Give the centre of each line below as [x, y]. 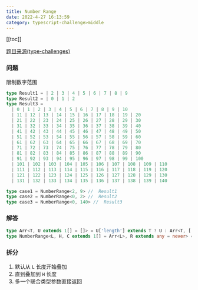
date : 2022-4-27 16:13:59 [38, 17]
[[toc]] [14, 39]
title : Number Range [32, 11]
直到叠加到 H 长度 [36, 274]
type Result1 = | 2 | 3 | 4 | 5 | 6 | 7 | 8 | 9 [67, 93]
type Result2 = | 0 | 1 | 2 [41, 99]
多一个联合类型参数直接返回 [48, 281]
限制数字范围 [22, 82]
